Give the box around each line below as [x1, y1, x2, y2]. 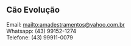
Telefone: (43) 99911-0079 [6, 33, 73, 41]
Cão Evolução [6, 5, 60, 15]
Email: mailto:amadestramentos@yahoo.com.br [6, 21, 125, 28]
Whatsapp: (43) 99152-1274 [6, 27, 77, 34]
